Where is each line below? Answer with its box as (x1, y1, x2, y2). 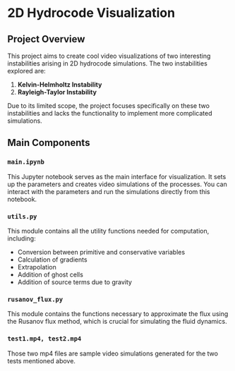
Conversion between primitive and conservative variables (17, 248, 186, 256)
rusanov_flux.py (7, 295, 64, 303)
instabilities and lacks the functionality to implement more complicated (7, 109, 213, 117)
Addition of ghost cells (17, 270, 83, 279)
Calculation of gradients (17, 255, 88, 264)
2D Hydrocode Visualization (7, 5, 175, 21)
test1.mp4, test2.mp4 (7, 335, 82, 343)
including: (7, 234, 37, 243)
